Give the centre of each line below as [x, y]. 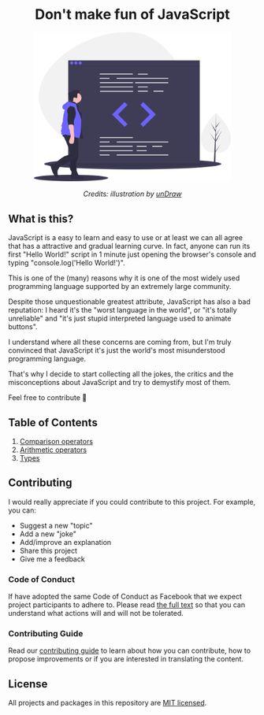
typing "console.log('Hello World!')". [67, 263]
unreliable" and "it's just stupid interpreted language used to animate [120, 319]
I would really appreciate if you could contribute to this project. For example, [132, 502]
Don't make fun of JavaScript [132, 15]
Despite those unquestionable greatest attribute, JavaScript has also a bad [129, 302]
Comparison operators [56, 442]
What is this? [41, 219]
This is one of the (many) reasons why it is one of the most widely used [124, 278]
